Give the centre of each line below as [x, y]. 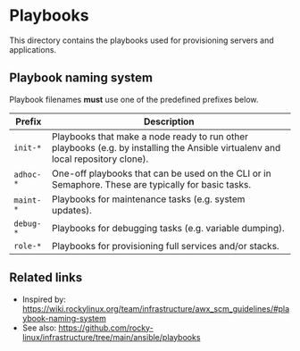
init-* [28, 147]
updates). [72, 210]
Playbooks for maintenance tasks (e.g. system [149, 199]
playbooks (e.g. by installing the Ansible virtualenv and [167, 147]
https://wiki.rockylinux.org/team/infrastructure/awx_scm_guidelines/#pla [156, 308]
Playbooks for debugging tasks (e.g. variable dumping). [168, 228]
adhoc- [28, 174]
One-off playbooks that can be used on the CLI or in [162, 173]
